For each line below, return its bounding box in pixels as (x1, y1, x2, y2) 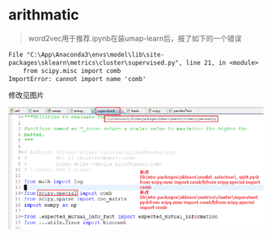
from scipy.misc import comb (23, 66, 121, 74)
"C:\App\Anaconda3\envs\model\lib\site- (26, 50, 164, 58)
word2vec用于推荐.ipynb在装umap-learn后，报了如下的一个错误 (28, 33, 242, 43)
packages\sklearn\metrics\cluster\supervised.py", (8, 58, 183, 66)
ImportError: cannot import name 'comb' (8, 74, 147, 83)
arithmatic (8, 6, 79, 24)
